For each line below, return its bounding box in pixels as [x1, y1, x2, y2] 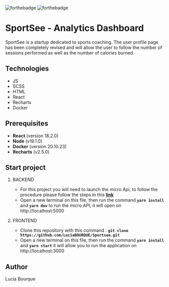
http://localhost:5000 [20, 208, 65, 214]
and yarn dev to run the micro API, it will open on [20, 202, 122, 209]
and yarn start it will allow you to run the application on [20, 243, 137, 249]
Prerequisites [5, 119, 48, 128]
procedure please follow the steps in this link [20, 192, 114, 198]
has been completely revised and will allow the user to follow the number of [5, 44, 162, 50]
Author [5, 262, 28, 271]
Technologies [5, 65, 49, 73]
